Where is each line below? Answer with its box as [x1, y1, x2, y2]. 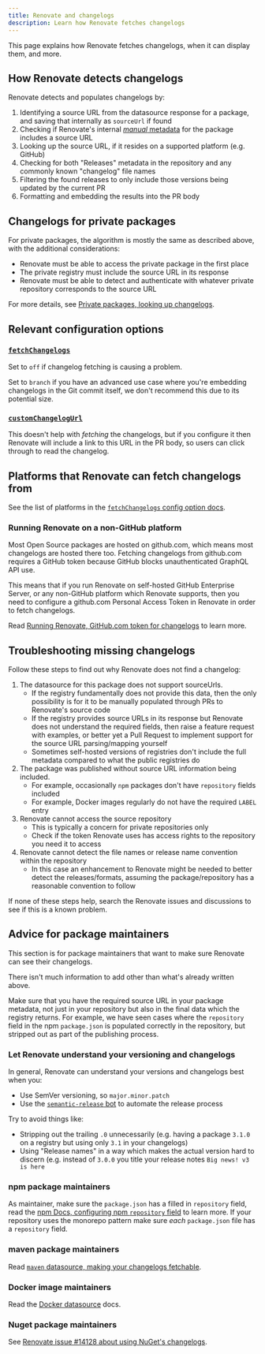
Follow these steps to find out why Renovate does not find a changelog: [8, 665, 241, 674]
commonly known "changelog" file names [19, 166, 156, 176]
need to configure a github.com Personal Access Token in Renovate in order [8, 597, 256, 607]
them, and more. [8, 49, 62, 58]
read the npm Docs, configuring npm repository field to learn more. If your [8, 1207, 252, 1217]
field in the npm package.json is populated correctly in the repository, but [8, 1020, 246, 1030]
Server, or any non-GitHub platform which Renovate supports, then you [8, 589, 240, 599]
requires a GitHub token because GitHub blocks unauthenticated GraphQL [8, 557, 249, 566]
